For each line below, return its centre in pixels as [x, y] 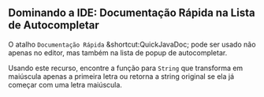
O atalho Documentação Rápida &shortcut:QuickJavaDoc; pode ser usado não [132, 44]
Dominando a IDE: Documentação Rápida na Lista [132, 13]
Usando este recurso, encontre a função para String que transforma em [126, 68]
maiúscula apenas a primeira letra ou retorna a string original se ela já [121, 76]
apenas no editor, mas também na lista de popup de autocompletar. [118, 52]
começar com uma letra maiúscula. [65, 84]
